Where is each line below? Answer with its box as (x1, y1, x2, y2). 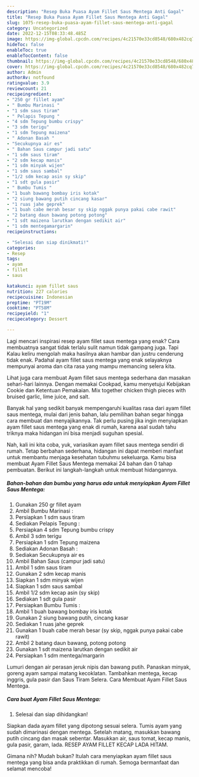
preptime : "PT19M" (6, 299, 52, 305)
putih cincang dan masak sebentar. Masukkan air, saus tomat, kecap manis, (6, 734, 191, 741)
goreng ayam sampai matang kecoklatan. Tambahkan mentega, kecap (6, 669, 178, 676)
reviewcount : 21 (6, 86, 47, 92)
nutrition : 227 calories (6, 288, 68, 295)
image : (6, 36, 23, 42)
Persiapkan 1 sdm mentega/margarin (15, 652, 105, 659)
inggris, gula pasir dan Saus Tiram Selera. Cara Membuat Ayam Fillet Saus (6, 676, 187, 683)
